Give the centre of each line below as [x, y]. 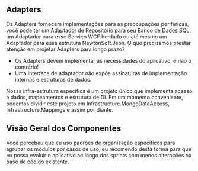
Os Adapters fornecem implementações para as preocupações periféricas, [98, 24]
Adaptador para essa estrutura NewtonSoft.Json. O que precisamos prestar [99, 43]
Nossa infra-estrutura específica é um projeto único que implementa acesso [99, 91]
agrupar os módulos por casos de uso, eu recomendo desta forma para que [99, 149]
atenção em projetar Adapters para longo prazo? [66, 49]
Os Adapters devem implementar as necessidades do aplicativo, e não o [103, 60]
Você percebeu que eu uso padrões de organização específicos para [91, 143]
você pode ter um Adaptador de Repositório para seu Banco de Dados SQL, [99, 30]
